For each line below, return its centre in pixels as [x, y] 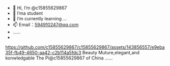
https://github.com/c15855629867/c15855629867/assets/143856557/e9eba [85, 47]
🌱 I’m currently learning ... [40, 19]
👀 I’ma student [28, 13]
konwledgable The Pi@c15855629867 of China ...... [59, 58]
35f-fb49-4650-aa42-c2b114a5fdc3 [43, 53]
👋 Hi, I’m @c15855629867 [40, 8]
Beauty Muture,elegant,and [111, 53]
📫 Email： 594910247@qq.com [46, 25]
